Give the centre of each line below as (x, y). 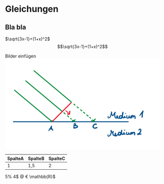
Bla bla (15, 27)
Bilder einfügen (21, 56)
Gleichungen (32, 9)
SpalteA (15, 158)
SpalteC (57, 158)
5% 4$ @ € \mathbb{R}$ (30, 176)
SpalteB (36, 158)
